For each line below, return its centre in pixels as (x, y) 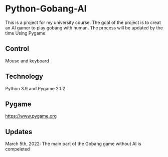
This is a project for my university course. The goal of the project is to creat (83, 22)
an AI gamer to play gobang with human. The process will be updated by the (84, 27)
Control (17, 49)
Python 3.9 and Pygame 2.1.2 (35, 88)
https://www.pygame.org (31, 116)
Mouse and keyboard (27, 61)
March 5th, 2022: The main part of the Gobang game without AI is (73, 144)
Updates (19, 132)
